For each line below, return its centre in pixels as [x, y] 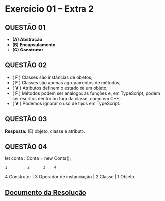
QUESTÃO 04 [26, 147]
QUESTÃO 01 [25, 27]
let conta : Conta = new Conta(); [38, 158]
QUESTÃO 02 [26, 65]
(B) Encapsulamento [34, 45]
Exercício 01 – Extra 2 [50, 9]
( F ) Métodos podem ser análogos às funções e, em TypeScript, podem [86, 93]
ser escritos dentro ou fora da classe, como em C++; [66, 98]
